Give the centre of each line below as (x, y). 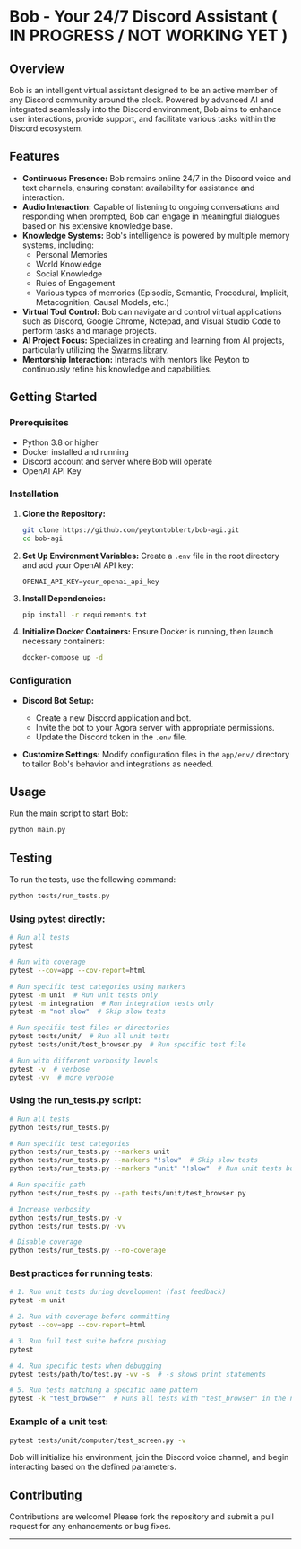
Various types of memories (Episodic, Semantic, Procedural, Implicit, (162, 293)
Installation (34, 494)
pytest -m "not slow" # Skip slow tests (88, 1011)
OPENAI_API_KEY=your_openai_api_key (90, 582)
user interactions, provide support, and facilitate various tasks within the (142, 119)
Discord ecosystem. (46, 128)
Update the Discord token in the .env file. (112, 737)
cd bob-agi (43, 538)
